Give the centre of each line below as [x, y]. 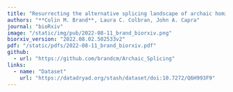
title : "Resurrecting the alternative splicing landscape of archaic [110, 13]
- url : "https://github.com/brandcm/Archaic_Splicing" [94, 59]
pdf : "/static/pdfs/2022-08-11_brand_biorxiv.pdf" [82, 46]
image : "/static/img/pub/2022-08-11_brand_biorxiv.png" [89, 33]
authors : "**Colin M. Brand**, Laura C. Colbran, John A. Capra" [103, 20]
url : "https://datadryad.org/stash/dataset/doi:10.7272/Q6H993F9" [118, 78]
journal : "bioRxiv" [35, 26]
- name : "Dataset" [40, 71]
